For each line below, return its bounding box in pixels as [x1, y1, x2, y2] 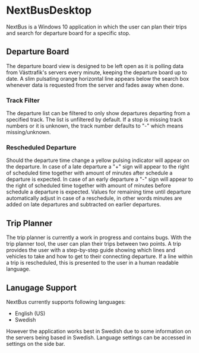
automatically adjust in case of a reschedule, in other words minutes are [6, 195, 182, 202]
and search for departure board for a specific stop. [6, 29, 131, 36]
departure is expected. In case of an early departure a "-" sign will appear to [6, 176, 194, 183]
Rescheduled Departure [6, 143, 77, 151]
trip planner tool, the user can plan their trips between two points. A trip [6, 240, 181, 247]
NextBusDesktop [6, 4, 92, 17]
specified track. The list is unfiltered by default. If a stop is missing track [6, 116, 183, 123]
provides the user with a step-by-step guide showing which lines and [6, 247, 176, 254]
